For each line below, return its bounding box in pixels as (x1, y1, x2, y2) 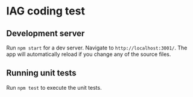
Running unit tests (6, 68, 77, 78)
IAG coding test (6, 4, 86, 18)
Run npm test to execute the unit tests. (6, 84, 102, 91)
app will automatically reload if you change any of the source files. (6, 51, 171, 58)
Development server (6, 28, 85, 39)
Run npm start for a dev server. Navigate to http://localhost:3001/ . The (6, 44, 188, 51)
